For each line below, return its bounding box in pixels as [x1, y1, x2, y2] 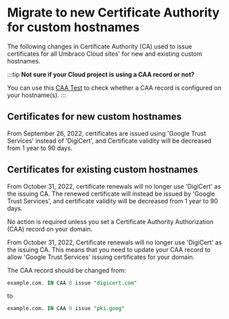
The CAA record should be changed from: [7, 266, 126, 274]
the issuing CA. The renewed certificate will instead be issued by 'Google [7, 189, 215, 198]
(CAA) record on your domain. [7, 225, 93, 233]
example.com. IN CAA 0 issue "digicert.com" [7, 279, 137, 287]
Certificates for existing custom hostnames [7, 164, 199, 176]
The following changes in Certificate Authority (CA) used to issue [7, 42, 192, 50]
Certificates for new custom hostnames [7, 111, 182, 123]
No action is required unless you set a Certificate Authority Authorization [7, 217, 214, 225]
